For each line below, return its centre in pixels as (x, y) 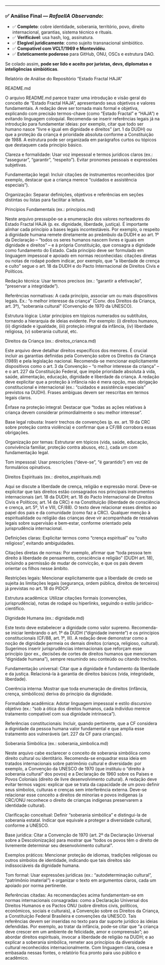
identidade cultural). (25, 805)
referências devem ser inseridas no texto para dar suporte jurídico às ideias (82, 921)
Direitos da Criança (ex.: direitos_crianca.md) (51, 341)
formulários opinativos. (28, 467)
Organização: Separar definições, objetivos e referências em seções (74, 195)
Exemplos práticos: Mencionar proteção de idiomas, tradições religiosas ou (81, 855)
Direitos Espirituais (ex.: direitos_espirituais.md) (53, 477)
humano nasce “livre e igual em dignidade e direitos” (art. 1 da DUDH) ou (79, 129)
